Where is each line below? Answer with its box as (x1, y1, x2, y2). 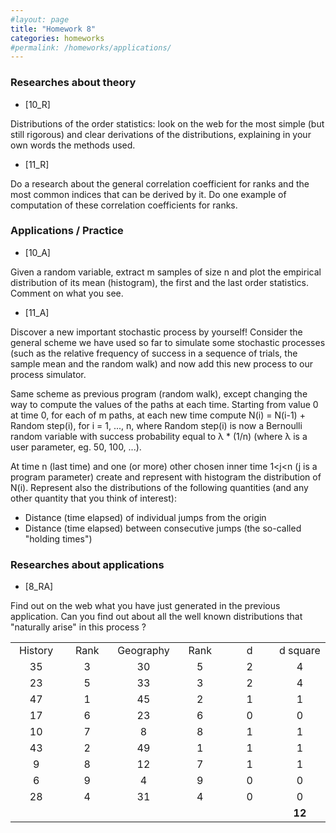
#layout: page (10, 14, 70, 25)
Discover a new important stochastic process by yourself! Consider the (10, 326, 303, 338)
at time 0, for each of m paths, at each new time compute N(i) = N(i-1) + (10, 409, 306, 421)
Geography (117, 644, 170, 658)
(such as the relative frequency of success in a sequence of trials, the (10, 347, 298, 359)
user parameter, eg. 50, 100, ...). (10, 441, 142, 453)
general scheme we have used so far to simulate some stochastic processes (10, 336, 326, 348)
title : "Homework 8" (10, 24, 97, 34)
